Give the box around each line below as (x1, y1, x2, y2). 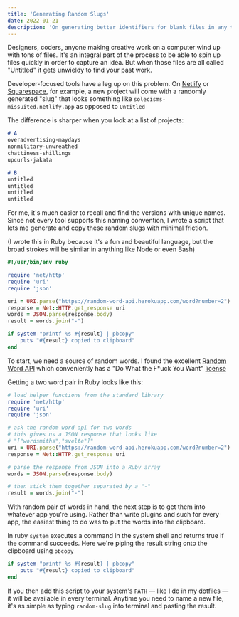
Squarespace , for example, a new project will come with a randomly (7, 87, 206, 96)
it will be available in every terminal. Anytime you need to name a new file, (7, 594, 224, 602)
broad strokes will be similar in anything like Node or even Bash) (7, 245, 196, 253)
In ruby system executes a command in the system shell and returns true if (7, 532, 224, 540)
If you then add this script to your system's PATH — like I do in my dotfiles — (7, 586, 229, 595)
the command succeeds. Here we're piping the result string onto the (7, 539, 208, 548)
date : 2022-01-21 (7, 17, 59, 24)
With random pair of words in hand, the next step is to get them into (7, 502, 206, 511)
